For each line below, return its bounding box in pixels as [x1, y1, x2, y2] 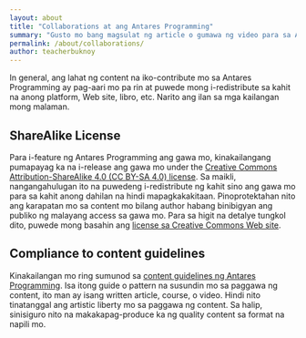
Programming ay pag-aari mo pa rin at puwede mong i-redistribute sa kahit [9, 82, 291, 93]
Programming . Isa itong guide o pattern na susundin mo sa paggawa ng [9, 280, 278, 291]
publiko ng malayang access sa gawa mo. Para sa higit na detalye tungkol [9, 210, 287, 220]
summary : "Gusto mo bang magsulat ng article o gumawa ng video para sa [9, 30, 291, 39]
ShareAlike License [9, 128, 121, 143]
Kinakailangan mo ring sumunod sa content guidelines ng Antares [9, 270, 257, 281]
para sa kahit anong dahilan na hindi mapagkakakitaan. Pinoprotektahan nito [9, 190, 296, 201]
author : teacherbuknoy [9, 47, 96, 56]
